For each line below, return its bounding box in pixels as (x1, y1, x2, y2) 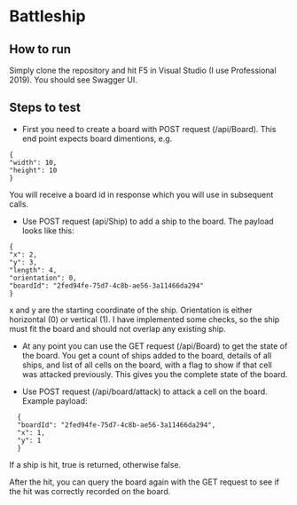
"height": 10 (9, 166, 58, 175)
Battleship (9, 6, 86, 27)
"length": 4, (9, 265, 58, 274)
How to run (9, 42, 72, 57)
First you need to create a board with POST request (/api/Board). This (21, 123, 277, 134)
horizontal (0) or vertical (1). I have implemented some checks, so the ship (9, 313, 280, 325)
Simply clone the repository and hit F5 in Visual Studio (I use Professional (9, 65, 277, 75)
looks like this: (21, 225, 74, 236)
